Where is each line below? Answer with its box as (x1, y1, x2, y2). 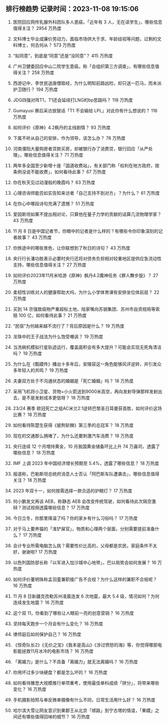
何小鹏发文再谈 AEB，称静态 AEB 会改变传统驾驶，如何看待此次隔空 (12, 498, 152, 504)
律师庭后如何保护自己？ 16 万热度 (12, 631, 82, 637)
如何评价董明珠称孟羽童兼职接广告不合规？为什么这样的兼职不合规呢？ (12, 576, 158, 582)
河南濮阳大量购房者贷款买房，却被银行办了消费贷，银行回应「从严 (12, 145, 149, 151)
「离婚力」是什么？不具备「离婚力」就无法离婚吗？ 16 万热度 (12, 659, 139, 665)
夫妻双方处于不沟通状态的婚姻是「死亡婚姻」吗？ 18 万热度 (12, 377, 134, 383)
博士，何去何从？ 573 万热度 (17, 42, 76, 48)
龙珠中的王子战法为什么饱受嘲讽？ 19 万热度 (12, 334, 104, 340)
